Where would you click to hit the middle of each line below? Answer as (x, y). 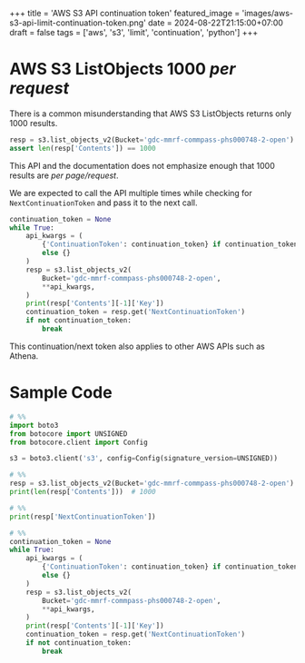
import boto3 (34, 425)
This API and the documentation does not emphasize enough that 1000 (142, 165)
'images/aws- (267, 13)
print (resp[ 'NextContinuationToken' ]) (83, 517)
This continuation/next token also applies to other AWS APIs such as (137, 346)
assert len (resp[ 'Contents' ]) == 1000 (83, 148)
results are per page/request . (64, 175)
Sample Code (61, 393)
